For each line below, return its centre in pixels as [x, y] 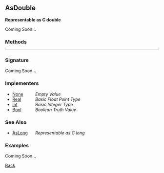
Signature [17, 60]
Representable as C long [60, 133]
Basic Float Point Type [58, 99]
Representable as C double [33, 19]
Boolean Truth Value [56, 110]
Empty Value [48, 94]
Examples [17, 145]
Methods [16, 42]
